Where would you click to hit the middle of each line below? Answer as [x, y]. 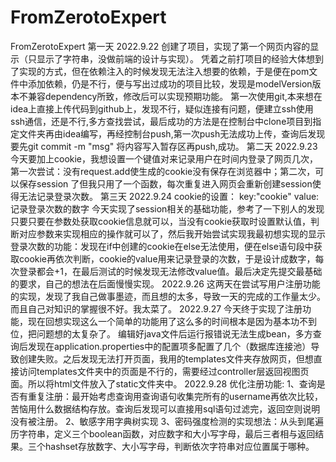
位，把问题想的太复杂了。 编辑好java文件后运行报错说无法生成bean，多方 [161, 333]
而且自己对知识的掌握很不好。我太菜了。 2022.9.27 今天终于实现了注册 [156, 308]
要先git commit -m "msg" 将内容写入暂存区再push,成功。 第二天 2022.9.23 [164, 146]
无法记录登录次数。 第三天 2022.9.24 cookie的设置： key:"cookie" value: [169, 196]
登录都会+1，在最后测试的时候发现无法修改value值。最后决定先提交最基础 [170, 271]
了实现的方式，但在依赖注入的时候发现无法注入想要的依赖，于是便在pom [160, 71]
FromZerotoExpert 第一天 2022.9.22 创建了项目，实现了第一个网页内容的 [160, 46]
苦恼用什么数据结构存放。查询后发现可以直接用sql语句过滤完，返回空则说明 [165, 408]
